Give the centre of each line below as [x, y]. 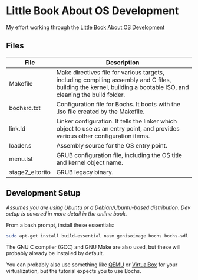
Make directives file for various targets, [110, 72]
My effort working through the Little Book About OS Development [85, 27]
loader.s [20, 145]
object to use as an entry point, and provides [118, 128]
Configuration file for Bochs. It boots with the [118, 104]
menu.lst [21, 159]
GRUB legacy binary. [85, 172]
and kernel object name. [90, 162]
